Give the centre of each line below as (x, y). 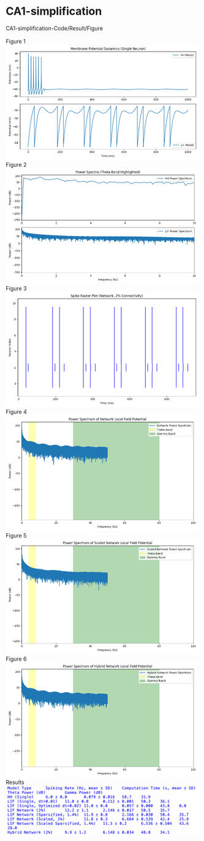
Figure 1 (16, 41)
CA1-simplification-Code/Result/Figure (55, 28)
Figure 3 (16, 288)
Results (15, 782)
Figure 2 (16, 165)
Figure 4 (16, 412)
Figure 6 (16, 659)
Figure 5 (16, 535)
